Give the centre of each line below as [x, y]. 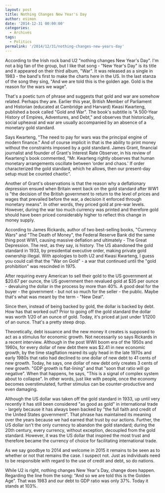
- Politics [21, 42]
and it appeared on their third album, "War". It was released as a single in [79, 71]
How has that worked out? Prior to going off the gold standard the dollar [78, 312]
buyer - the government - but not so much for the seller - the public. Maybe [82, 291]
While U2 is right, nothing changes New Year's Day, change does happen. [80, 470]
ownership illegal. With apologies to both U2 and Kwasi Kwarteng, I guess [80, 256]
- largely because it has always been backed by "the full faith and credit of [81, 409]
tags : [11, 37]
